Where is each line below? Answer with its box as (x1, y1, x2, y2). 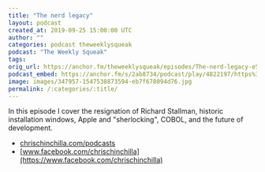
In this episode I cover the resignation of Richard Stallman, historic (8, 107, 224, 116)
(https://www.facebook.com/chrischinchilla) (19, 155, 163, 165)
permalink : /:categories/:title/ (8, 84, 118, 93)
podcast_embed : (8, 70, 58, 78)
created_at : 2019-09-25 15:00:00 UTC (8, 26, 132, 34)
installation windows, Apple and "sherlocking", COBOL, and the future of (8, 115, 244, 125)
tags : (8, 56, 26, 64)
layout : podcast (8, 19, 62, 27)
